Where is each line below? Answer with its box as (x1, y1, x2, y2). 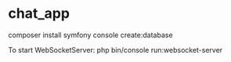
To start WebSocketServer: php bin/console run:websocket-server (8, 45, 223, 54)
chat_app (8, 5, 70, 22)
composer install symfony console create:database (8, 30, 174, 40)
